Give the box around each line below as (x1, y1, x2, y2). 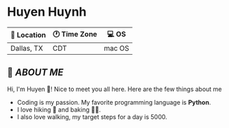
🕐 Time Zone (52, 29, 98, 38)
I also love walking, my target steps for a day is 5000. (16, 112, 167, 120)
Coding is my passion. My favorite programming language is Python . (16, 98, 211, 106)
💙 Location (10, 30, 46, 40)
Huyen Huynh (7, 4, 87, 20)
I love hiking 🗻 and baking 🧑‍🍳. (16, 105, 101, 114)
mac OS (103, 43, 130, 53)
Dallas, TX (10, 43, 43, 53)
